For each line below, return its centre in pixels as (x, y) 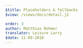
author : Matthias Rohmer (31, 28)
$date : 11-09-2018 (25, 38)
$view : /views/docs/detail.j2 (37, 15)
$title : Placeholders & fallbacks (42, 10)
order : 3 (14, 24)
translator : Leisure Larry (34, 33)
